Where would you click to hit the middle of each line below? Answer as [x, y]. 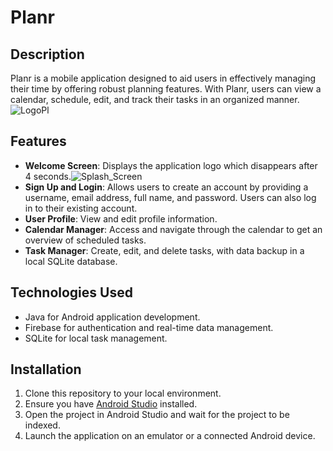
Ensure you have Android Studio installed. [111, 404]
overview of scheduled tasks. [85, 240]
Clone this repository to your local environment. [123, 393]
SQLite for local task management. [96, 338]
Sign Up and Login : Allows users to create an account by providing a [166, 187]
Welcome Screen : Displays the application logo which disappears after [171, 165]
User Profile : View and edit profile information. [121, 218]
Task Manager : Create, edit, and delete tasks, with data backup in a [164, 250]
